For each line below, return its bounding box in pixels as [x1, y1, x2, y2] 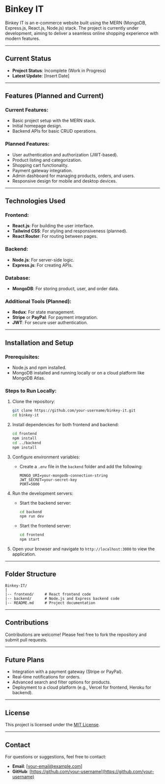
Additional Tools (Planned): [5, 298, 72, 304]
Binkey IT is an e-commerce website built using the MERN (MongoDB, [5, 20, 146, 26]
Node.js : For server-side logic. [12, 257, 75, 262]
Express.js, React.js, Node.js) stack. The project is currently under [5, 25, 139, 31]
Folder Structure [5, 570, 56, 578]
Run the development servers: [12, 490, 74, 496]
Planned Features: [5, 141, 50, 148]
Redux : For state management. [12, 309, 75, 315]
